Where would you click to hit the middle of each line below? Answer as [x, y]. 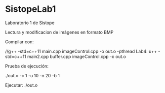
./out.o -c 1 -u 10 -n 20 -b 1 [33, 75]
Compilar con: [20, 42]
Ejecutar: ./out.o [21, 85]
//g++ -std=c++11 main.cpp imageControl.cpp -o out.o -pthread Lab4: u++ [81, 51]
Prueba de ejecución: [27, 66]
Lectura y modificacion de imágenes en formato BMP [59, 32]
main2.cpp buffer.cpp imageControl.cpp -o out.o [77, 56]
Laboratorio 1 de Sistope [30, 23]
